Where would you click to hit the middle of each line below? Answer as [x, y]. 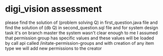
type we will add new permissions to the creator [53, 48]
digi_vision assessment [54, 9]
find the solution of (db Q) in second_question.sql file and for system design [81, 27]
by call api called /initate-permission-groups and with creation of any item [80, 43]
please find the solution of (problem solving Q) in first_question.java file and [81, 22]
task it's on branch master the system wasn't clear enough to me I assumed [81, 33]
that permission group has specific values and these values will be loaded [80, 38]
